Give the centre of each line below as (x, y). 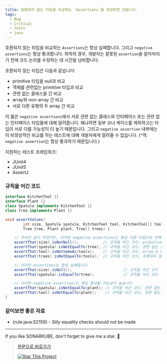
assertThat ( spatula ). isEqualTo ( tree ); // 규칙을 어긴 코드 (86, 274)
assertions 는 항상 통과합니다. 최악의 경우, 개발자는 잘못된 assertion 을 (74, 54)
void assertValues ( (25, 219)
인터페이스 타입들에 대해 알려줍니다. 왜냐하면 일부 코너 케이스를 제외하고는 (82, 123)
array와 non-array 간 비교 (38, 100)
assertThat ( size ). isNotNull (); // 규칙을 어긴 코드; (77, 242)
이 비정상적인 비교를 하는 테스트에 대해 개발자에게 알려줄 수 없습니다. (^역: (77, 135)
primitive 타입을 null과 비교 (39, 81)
